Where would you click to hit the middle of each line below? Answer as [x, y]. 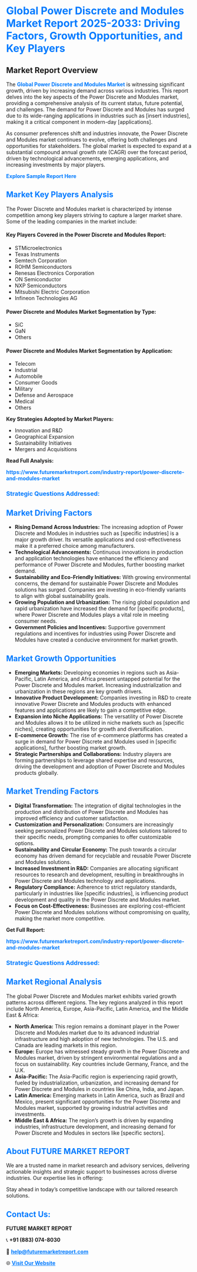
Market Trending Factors [52, 791]
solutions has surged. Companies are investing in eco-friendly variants [100, 590]
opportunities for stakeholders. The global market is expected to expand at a [99, 146]
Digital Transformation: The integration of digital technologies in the [98, 806]
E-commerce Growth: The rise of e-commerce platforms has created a [101, 735]
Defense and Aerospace [44, 395]
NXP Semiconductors [41, 286]
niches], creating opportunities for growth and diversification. [89, 729]
